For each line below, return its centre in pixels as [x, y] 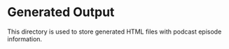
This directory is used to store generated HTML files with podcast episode [114, 31]
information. [25, 38]
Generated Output [61, 12]
